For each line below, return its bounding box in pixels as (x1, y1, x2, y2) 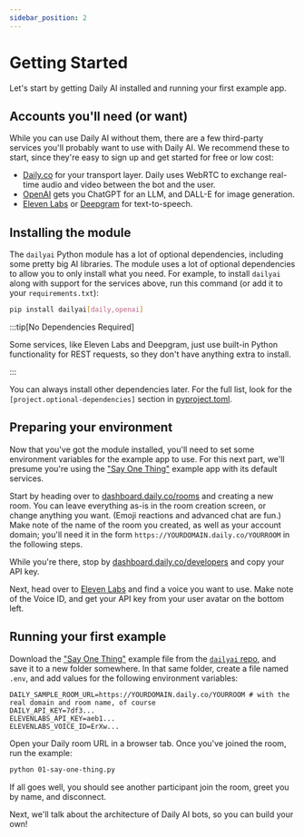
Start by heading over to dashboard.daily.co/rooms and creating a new (9, 490, 274, 501)
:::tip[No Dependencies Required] (9, 321, 134, 332)
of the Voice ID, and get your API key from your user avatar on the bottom (9, 593, 284, 604)
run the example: (9, 747, 73, 758)
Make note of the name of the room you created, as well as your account (9, 519, 281, 530)
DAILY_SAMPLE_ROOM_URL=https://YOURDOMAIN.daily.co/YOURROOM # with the (9, 690, 290, 699)
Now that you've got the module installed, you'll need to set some (9, 444, 255, 455)
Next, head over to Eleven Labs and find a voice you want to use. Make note (9, 583, 294, 595)
